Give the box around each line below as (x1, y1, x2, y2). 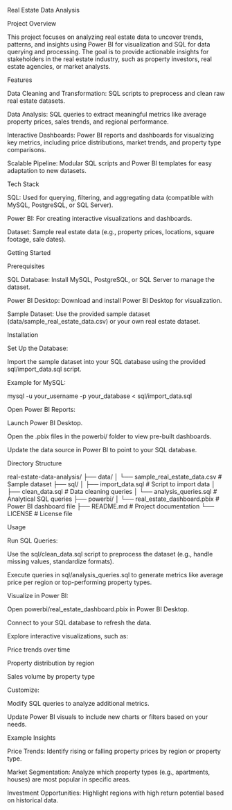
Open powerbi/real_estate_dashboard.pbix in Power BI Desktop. (7, 605, 189, 613)
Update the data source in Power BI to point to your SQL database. (7, 446, 197, 454)
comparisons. (7, 146, 46, 154)
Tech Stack (7, 180, 39, 188)
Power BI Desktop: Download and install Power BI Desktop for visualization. (7, 297, 222, 304)
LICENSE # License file (7, 510, 73, 518)
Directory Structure (7, 459, 62, 468)
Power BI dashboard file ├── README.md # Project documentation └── (7, 502, 215, 510)
